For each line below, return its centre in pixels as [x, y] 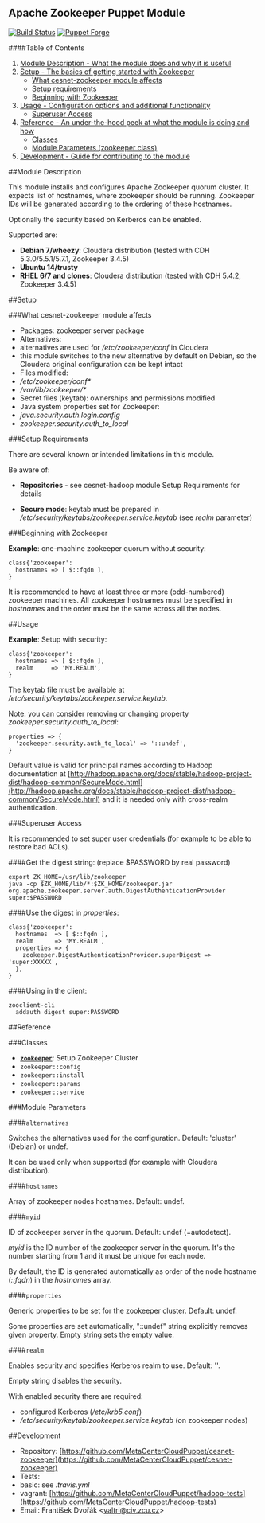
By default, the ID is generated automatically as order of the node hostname [132, 1271]
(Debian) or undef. [38, 1146]
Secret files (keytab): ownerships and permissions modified [117, 398]
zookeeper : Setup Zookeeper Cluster [79, 1057]
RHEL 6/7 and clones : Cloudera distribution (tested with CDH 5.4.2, [130, 275]
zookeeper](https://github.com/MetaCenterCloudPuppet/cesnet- [126, 1459]
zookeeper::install [52, 1075]
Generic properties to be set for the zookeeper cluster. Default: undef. [123, 1310]
